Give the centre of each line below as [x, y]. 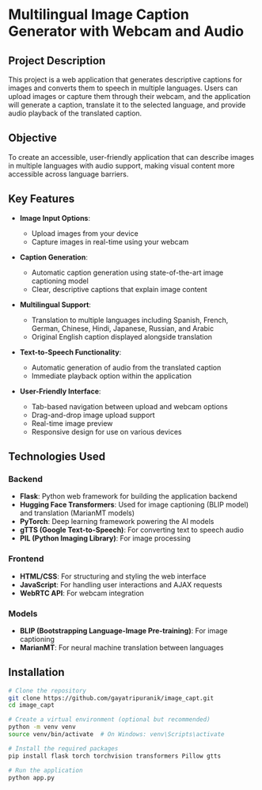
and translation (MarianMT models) [77, 513]
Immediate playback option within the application [112, 376]
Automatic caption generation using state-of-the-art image [127, 272]
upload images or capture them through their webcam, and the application [129, 96]
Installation [36, 672]
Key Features [42, 199]
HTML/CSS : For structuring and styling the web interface [113, 576]
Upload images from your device [85, 233]
